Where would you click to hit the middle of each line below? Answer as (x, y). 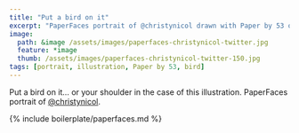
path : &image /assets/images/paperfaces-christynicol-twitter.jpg (143, 42)
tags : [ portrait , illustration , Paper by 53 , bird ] (107, 67)
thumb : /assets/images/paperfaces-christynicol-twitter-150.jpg (139, 59)
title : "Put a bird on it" (59, 17)
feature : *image (47, 51)
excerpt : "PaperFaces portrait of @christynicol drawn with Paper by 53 (147, 26)
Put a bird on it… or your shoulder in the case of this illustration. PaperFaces (149, 92)
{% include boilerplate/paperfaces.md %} (86, 118)
